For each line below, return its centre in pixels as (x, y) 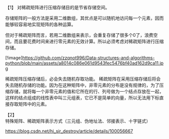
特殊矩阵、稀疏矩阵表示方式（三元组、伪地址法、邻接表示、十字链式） (78, 121)
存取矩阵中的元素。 (29, 104)
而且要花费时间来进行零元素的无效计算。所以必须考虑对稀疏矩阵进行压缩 (89, 41)
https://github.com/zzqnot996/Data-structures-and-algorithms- (89, 58)
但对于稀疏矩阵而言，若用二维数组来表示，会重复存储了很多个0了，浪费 (79, 35)
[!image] (14, 58)
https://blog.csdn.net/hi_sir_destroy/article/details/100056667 (69, 131)
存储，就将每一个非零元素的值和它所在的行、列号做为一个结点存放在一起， (87, 91)
